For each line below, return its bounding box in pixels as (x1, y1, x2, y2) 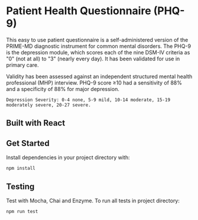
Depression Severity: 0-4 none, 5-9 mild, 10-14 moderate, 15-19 (6, 96, 170, 103)
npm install (6, 166, 35, 172)
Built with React (6, 118, 66, 128)
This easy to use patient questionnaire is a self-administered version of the (6, 36, 189, 43)
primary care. (6, 61, 40, 69)
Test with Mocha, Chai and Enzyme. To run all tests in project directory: (6, 197, 180, 204)
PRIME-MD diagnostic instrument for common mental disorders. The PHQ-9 (6, 43, 191, 50)
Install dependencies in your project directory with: (6, 154, 130, 161)
